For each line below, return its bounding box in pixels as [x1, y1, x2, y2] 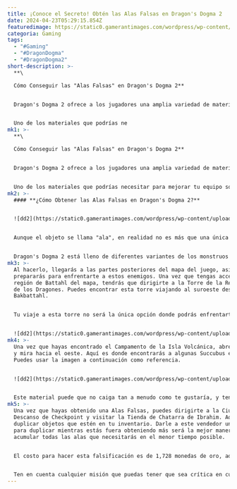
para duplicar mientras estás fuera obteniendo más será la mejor [13, 427, 213, 434]
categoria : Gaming [7, 30, 61, 37]
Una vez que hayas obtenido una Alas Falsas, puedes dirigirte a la [13, 407, 219, 414]
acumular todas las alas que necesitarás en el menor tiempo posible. [13, 433, 226, 440]
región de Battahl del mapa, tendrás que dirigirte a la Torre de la [13, 279, 222, 286]
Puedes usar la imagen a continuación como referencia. [13, 357, 181, 364]
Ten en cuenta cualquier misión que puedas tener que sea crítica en [13, 471, 222, 478]
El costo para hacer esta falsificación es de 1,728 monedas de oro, [13, 452, 222, 459]
